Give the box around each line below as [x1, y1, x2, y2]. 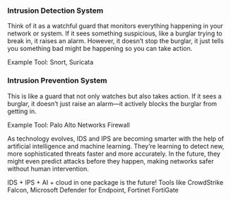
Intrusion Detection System [7, 6, 104, 16]
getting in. [7, 107, 37, 115]
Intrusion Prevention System [7, 76, 107, 86]
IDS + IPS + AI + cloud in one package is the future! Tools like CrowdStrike [7, 178, 224, 186]
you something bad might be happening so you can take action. [7, 45, 193, 53]
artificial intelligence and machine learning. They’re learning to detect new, [7, 142, 225, 150]
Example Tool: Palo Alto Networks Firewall [7, 120, 131, 129]
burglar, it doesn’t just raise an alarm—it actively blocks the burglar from [7, 99, 218, 108]
